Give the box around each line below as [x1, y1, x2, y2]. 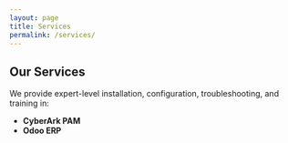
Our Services [9, 64, 86, 79]
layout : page [9, 13, 59, 23]
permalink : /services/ [9, 30, 96, 39]
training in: [9, 97, 50, 109]
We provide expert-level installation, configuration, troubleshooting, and [9, 88, 280, 99]
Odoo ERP [22, 125, 62, 137]
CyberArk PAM [22, 116, 81, 127]
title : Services [9, 22, 71, 31]
